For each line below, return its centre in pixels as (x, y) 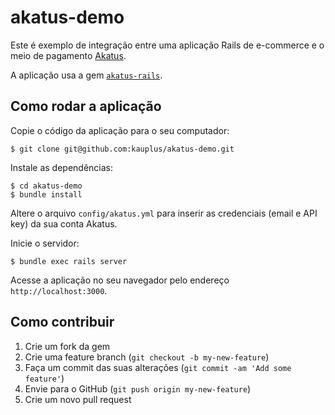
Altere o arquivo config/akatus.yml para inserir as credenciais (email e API (164, 213)
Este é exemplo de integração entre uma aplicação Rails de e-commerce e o (167, 45)
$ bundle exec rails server (69, 261)
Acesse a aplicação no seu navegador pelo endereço (120, 280)
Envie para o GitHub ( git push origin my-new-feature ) (138, 388)
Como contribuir (62, 322)
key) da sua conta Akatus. (64, 223)
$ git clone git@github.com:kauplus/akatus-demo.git (122, 149)
